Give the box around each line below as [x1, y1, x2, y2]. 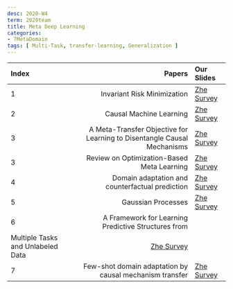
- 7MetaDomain [7, 36, 49, 43]
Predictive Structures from [102, 222, 189, 231]
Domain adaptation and [112, 173, 189, 182]
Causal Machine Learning [105, 109, 189, 119]
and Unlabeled [10, 242, 58, 251]
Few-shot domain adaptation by [83, 261, 189, 271]
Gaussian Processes [121, 198, 189, 207]
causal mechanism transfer [99, 270, 189, 279]
